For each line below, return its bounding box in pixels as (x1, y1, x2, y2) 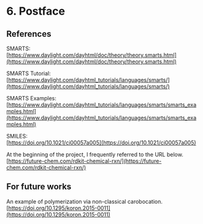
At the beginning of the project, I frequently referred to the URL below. (6, 151, 184, 158)
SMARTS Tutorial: (6, 70, 51, 77)
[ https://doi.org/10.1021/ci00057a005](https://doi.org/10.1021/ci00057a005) (6, 139, 196, 146)
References (6, 29, 52, 39)
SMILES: (6, 133, 28, 140)
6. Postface (6, 4, 66, 18)
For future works (6, 182, 72, 192)
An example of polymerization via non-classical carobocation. (6, 198, 163, 205)
